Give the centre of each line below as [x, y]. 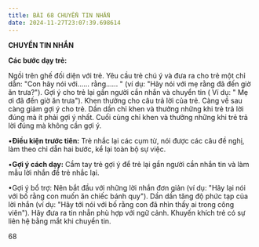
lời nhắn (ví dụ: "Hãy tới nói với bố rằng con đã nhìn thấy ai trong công [121, 204]
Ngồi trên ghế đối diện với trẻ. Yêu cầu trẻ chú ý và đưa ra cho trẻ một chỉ [127, 75]
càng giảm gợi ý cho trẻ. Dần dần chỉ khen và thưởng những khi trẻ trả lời [126, 109]
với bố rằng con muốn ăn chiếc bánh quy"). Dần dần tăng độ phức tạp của [128, 196]
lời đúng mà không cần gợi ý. [55, 125]
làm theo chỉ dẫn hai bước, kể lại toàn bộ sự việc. [87, 149]
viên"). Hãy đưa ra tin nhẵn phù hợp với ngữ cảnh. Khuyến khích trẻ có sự [127, 212]
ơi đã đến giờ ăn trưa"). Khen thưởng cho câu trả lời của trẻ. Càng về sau [126, 100]
